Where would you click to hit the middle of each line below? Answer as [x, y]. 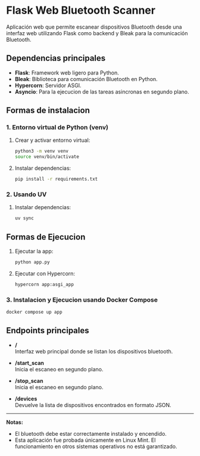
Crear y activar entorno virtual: [52, 140]
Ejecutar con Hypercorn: [45, 273]
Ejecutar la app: [34, 252]
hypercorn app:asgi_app [44, 284]
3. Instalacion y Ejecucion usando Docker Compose [82, 300]
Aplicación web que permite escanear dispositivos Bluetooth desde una [94, 27]
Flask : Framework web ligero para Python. [67, 73]
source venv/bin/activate [47, 157]
